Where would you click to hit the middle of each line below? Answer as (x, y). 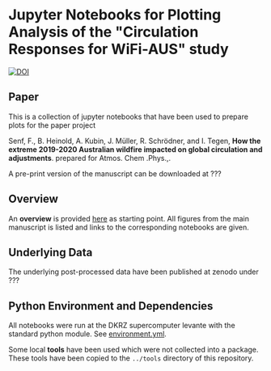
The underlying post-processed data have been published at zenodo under (133, 272)
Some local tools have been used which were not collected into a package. (133, 350)
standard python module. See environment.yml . (88, 334)
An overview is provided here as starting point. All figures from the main (129, 218)
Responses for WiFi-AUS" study (119, 49)
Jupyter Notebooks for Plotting (115, 15)
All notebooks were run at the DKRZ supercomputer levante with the (122, 326)
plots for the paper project (52, 125)
